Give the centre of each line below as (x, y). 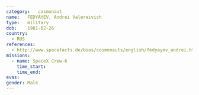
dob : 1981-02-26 (30, 28)
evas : (13, 77)
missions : (18, 55)
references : (21, 45)
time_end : (29, 72)
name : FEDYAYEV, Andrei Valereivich (54, 17)
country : (17, 34)
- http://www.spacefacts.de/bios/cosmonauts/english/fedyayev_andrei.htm (104, 50)
